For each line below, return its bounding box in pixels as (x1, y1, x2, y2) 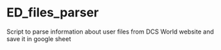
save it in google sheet (6, 34, 72, 42)
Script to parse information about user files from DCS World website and (6, 27, 215, 36)
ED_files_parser (6, 5, 99, 21)
